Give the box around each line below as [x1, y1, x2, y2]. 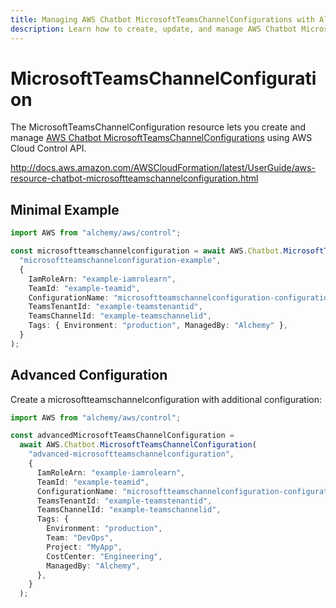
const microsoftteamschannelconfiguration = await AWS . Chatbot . [10, 246, 284, 256]
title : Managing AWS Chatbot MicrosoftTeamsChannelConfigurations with [10, 14, 315, 25]
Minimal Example [10, 201, 120, 218]
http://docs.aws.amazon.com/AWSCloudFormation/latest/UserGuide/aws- [10, 162, 316, 174]
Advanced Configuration [10, 367, 168, 384]
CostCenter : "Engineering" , [46, 551, 163, 561]
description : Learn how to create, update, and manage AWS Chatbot [10, 24, 298, 34]
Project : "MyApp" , [46, 542, 123, 552]
